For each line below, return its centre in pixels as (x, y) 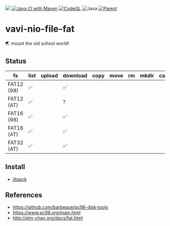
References (24, 195)
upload (49, 75)
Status (16, 61)
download (75, 75)
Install (15, 167)
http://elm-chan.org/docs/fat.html (48, 218)
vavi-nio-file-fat (40, 29)
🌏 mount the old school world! (37, 43)
